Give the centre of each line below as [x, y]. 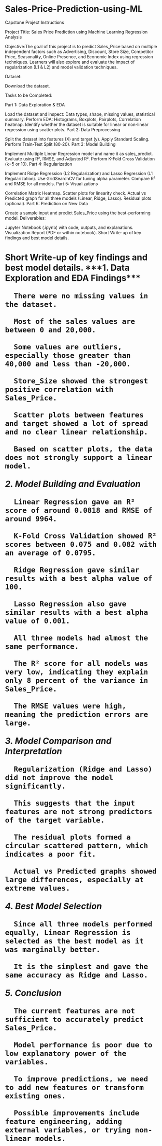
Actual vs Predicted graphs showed [85, 871]
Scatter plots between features [79, 415]
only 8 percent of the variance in [77, 681]
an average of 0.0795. [51, 553]
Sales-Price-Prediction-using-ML [74, 9]
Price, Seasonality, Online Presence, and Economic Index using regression [79, 56]
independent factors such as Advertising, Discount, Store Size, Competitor [79, 52]
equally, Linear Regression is [68, 933]
